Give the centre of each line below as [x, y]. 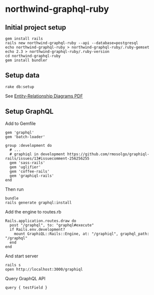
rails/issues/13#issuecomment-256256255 [48, 158]
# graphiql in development [37, 154]
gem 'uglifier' [25, 167]
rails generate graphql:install [38, 203]
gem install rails [24, 39]
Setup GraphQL [29, 111]
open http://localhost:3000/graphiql [44, 269]
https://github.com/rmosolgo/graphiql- [108, 154]
